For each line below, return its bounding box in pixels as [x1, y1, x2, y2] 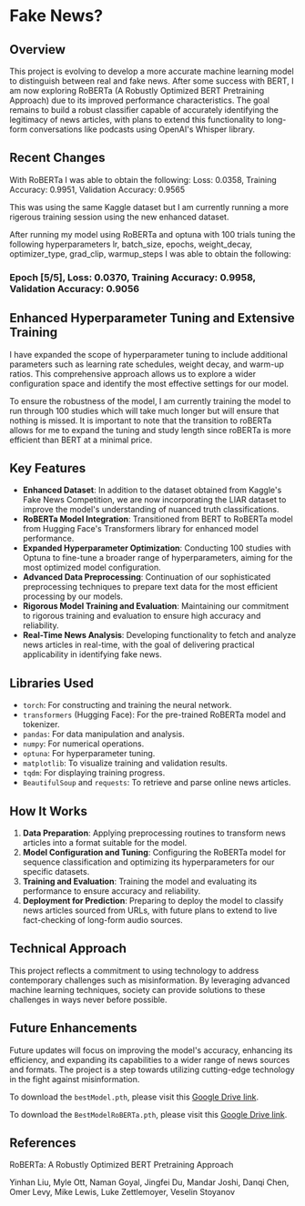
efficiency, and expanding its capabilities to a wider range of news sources [9, 1054, 290, 1065]
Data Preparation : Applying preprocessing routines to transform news [22, 827, 287, 838]
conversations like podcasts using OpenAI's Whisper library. [28, 124, 256, 135]
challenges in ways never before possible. [9, 994, 168, 1005]
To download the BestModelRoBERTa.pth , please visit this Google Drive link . [9, 1109, 288, 1120]
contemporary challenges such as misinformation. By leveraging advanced [9, 975, 290, 986]
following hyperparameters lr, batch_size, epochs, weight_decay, [9, 238, 253, 249]
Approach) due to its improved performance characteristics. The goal [9, 95, 270, 106]
